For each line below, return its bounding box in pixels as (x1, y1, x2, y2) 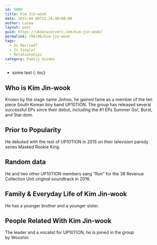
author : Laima (5, 20, 34, 26)
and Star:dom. (5, 112, 33, 118)
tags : (5, 39, 16, 43)
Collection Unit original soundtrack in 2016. (5, 176, 91, 182)
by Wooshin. (5, 235, 30, 241)
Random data (5, 158, 46, 166)
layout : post (5, 25, 31, 30)
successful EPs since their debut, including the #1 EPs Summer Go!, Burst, (5, 107, 153, 113)
